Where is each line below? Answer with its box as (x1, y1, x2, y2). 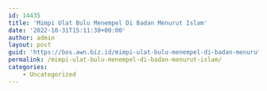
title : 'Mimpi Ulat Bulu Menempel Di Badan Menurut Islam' (8, 19, 208, 27)
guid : (8, 48, 26, 56)
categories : (8, 63, 48, 71)
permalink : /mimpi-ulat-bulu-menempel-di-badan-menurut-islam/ (8, 56, 222, 64)
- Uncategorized (22, 70, 77, 78)
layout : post (8, 41, 52, 49)
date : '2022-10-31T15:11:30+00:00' (8, 26, 126, 34)
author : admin (8, 33, 56, 42)
